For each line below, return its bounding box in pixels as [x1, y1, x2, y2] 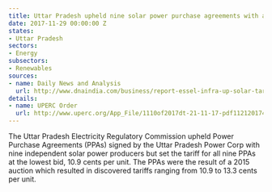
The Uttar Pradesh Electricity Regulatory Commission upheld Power [8, 131, 235, 141]
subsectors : [8, 57, 49, 65]
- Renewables [8, 65, 53, 73]
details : [8, 94, 38, 102]
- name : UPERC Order [8, 102, 79, 110]
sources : [8, 72, 38, 80]
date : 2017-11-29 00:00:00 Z [8, 19, 107, 27]
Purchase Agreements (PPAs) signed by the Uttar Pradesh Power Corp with [8, 140, 261, 149]
